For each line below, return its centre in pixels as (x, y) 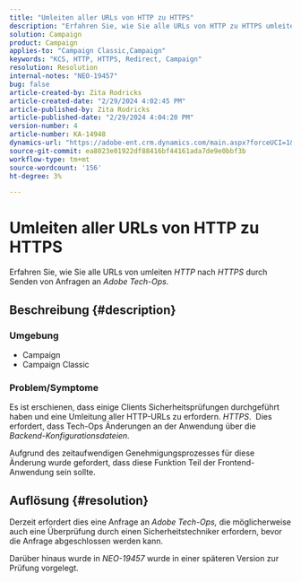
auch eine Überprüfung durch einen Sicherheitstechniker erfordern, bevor (146, 531)
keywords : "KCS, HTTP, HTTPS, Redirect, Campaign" (106, 59)
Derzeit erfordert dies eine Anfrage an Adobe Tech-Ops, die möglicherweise (150, 522)
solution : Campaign (46, 34)
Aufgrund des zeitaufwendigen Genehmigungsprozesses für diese (132, 453)
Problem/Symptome (54, 387)
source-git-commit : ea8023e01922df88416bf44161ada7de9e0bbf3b (128, 151)
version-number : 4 (43, 126)
